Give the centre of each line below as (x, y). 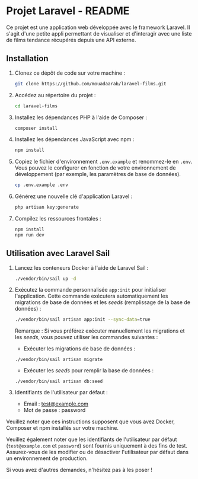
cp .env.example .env (41, 185)
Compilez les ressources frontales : (58, 218)
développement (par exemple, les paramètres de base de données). (98, 174)
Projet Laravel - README (68, 11)
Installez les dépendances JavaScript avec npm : (74, 139)
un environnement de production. (47, 458)
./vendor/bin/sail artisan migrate (59, 360)
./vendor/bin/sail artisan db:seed (59, 381)
